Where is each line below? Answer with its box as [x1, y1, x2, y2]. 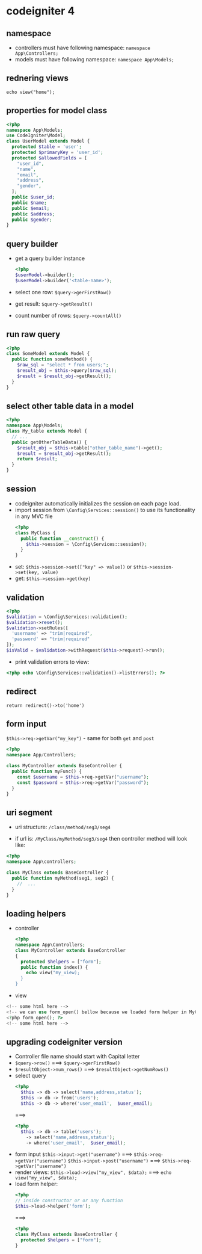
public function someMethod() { [11, 356, 93, 362]
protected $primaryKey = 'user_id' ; [11, 149, 103, 155]
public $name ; [11, 200, 47, 206]
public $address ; [11, 211, 55, 217]
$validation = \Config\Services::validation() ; [6, 614, 128, 620]
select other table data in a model [6, 401, 134, 411]
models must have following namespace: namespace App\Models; [14, 56, 174, 63]
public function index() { [20, 964, 88, 970]
